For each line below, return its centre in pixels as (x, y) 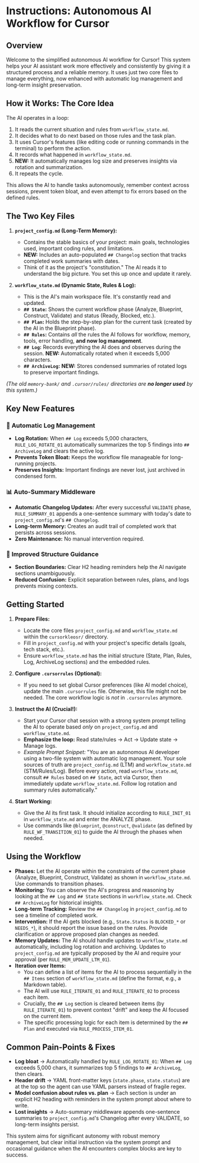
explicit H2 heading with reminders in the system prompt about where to (103, 1100)
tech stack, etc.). (44, 649)
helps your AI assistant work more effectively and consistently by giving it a (98, 66)
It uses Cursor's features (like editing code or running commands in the (102, 142)
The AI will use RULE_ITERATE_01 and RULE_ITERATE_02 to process (102, 991)
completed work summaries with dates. (72, 261)
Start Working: (33, 801)
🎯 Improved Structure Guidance (52, 554)
